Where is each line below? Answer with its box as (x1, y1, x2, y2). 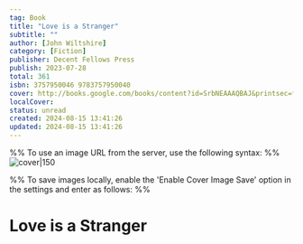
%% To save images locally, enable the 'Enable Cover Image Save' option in (9, 174, 291, 185)
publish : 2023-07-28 (9, 64, 87, 73)
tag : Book (9, 13, 47, 23)
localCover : (9, 97, 54, 107)
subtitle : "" (9, 30, 59, 39)
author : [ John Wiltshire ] (9, 38, 106, 48)
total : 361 (9, 72, 50, 81)
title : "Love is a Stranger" (9, 22, 119, 31)
